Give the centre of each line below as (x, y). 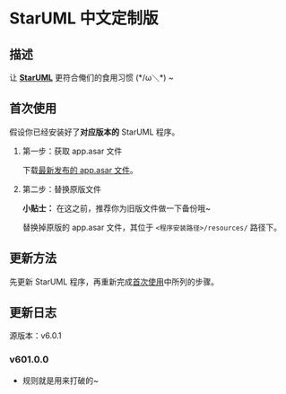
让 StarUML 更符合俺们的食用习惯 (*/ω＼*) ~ (91, 78)
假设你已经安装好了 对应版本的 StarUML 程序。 (95, 132)
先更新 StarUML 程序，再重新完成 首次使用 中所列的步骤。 (114, 281)
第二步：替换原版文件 (61, 188)
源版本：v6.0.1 (35, 336)
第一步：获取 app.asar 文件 (72, 151)
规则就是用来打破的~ (61, 380)
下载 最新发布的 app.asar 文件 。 (80, 170)
